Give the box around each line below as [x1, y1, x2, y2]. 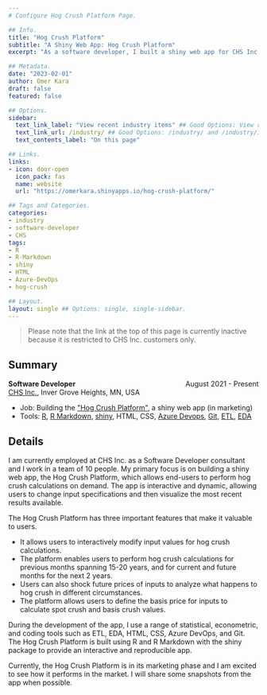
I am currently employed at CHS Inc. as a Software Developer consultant [8, 456, 246, 465]
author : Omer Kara [8, 77, 69, 85]
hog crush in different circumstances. [19, 588, 143, 597]
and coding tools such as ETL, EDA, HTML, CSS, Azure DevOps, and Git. [8, 629, 246, 638]
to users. [8, 522, 37, 531]
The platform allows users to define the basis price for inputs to [19, 596, 228, 605]
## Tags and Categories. [8, 202, 91, 210]
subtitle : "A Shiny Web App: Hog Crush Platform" [8, 41, 176, 49]
